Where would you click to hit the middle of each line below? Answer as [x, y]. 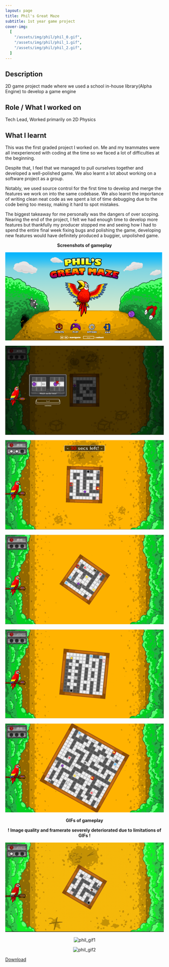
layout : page [19, 11]
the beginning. [20, 158]
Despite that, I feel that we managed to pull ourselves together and [74, 168]
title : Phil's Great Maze [32, 16]
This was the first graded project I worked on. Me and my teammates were [82, 147]
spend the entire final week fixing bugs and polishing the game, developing [83, 230]
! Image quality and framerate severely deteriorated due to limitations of [84, 830]
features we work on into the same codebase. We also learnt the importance [84, 194]
